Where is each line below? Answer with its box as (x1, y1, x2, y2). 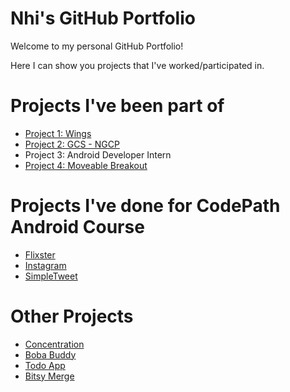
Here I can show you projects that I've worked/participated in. (10, 59, 265, 71)
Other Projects (10, 305, 134, 327)
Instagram (24, 259, 67, 271)
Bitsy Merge (24, 370, 75, 382)
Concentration (24, 338, 85, 350)
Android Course (10, 216, 145, 239)
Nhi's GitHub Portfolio (10, 7, 196, 30)
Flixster (24, 248, 56, 261)
